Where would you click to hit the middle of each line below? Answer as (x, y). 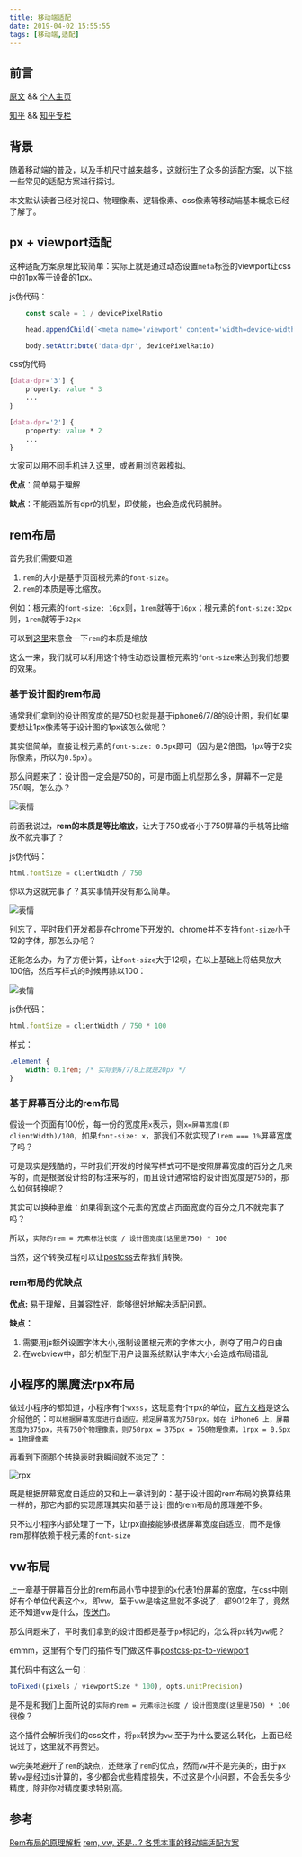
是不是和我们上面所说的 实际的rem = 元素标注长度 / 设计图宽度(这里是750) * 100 (150, 1705)
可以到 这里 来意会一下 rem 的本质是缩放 (79, 638)
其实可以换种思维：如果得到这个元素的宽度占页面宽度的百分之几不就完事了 (147, 1208)
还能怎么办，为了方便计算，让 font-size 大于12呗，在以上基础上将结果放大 (146, 960)
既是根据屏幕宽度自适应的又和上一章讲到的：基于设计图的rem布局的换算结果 (151, 1494)
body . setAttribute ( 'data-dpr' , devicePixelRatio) (120, 346)
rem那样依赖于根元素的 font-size (70, 1535)
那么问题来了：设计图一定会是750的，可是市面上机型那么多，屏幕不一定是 (146, 776)
